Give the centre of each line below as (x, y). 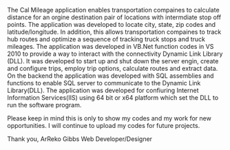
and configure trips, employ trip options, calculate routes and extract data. (113, 68)
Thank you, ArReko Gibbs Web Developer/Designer (80, 139)
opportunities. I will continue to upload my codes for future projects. (104, 126)
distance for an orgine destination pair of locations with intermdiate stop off (114, 17)
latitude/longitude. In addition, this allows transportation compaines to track (114, 32)
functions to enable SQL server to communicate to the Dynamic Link (104, 83)
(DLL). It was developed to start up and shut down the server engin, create (113, 61)
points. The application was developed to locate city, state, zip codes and (111, 24)
